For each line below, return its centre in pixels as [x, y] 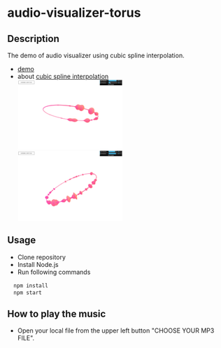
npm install [31, 285]
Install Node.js [38, 264]
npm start [28, 292]
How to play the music [57, 314]
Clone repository [42, 257]
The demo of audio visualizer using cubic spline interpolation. [96, 55]
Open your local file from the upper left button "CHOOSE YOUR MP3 [116, 331]
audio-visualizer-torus [74, 13]
